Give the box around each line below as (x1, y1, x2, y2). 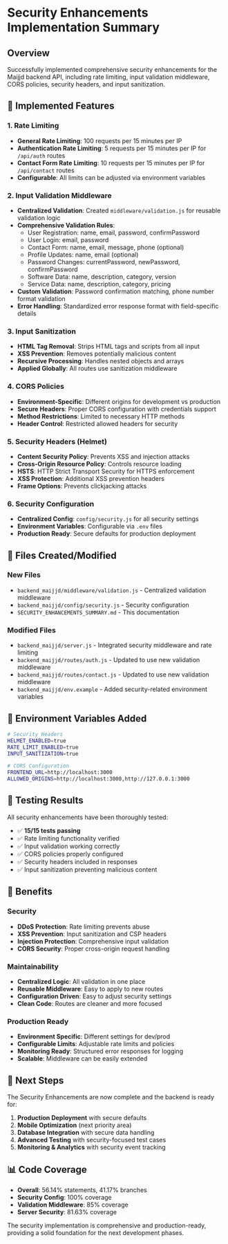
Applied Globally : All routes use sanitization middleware (17, 365, 178, 373)
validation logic (17, 213, 61, 222)
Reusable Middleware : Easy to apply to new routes (17, 985, 164, 993)
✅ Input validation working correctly (17, 842, 120, 850)
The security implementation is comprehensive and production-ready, (7, 1221, 207, 1229)
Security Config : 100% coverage (17, 1193, 112, 1201)
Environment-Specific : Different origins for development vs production (17, 397, 221, 405)
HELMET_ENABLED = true (7, 737, 67, 744)
